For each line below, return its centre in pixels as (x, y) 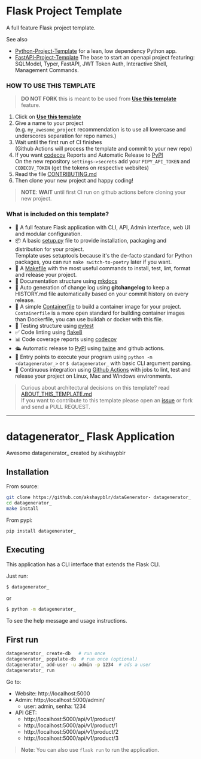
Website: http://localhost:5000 (52, 693)
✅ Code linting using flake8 (48, 332)
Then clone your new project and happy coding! (74, 181)
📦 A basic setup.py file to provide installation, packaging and (91, 240)
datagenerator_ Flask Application (91, 436)
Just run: (17, 576)
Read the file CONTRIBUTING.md (56, 174)
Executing (25, 550)
